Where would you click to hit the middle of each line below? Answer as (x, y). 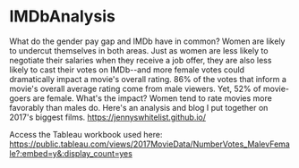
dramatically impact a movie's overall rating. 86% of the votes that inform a (148, 79)
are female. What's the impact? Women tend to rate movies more (153, 98)
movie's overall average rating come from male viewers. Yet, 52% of (135, 88)
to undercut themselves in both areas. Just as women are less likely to (139, 50)
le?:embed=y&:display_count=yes (71, 153)
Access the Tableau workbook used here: (86, 134)
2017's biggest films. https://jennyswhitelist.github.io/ (108, 117)
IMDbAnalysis (63, 17)
